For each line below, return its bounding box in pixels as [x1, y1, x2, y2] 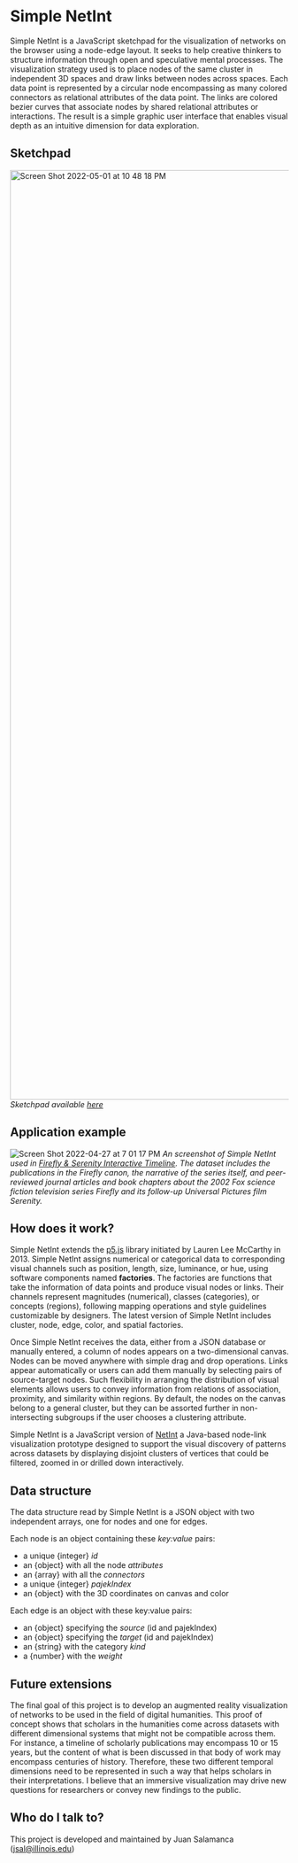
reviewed [10, 1176, 43, 1187]
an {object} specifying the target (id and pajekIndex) [22, 1632, 215, 1642]
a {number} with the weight [22, 1650, 123, 1662]
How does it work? [10, 1221, 115, 1236]
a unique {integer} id [22, 1550, 98, 1561]
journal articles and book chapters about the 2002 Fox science [44, 1176, 276, 1187]
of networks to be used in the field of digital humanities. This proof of [10, 1710, 264, 1719]
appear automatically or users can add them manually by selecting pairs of [10, 1365, 282, 1376]
